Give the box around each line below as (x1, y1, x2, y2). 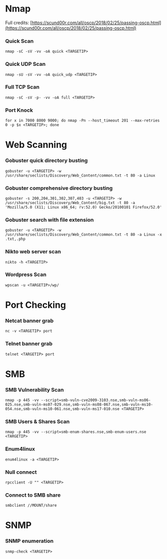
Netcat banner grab (5, 317, 54, 324)
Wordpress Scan (5, 271, 46, 278)
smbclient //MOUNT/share (5, 503, 57, 508)
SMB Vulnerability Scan (5, 386, 64, 393)
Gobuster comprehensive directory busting (5, 184, 113, 192)
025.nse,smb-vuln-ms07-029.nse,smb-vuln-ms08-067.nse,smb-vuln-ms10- (5, 402, 153, 407)
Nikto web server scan (5, 248, 61, 255)
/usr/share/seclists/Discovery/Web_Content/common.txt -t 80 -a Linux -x (5, 232, 162, 237)
